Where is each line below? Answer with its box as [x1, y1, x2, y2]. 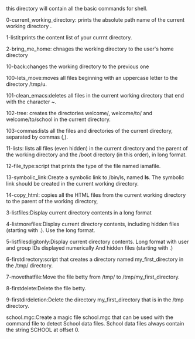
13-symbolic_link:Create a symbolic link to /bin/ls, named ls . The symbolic [6, 174, 184, 181]
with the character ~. [6, 98, 57, 105]
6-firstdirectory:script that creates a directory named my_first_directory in [6, 256, 184, 263]
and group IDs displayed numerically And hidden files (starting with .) [6, 244, 173, 251]
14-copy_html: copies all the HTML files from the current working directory [6, 192, 186, 199]
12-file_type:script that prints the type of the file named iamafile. [6, 163, 161, 169]
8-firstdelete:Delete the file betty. [6, 285, 87, 291]
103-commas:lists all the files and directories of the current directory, [6, 127, 173, 134]
